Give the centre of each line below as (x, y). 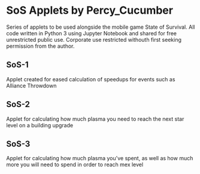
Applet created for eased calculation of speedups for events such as (91, 79)
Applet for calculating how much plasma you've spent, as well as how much (100, 158)
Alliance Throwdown (31, 86)
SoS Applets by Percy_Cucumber (90, 10)
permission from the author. (40, 46)
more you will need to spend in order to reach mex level (75, 164)
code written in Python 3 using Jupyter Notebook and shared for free (92, 33)
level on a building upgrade (40, 125)
